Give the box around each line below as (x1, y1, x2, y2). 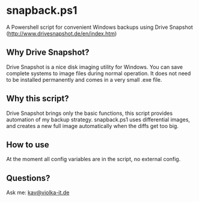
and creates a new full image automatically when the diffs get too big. (6, 122, 179, 129)
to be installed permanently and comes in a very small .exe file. (6, 76, 162, 83)
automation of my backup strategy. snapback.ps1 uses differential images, (6, 115, 191, 123)
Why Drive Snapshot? (6, 47, 90, 58)
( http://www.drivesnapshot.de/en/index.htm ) (6, 29, 117, 37)
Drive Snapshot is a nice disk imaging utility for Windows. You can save (6, 63, 183, 70)
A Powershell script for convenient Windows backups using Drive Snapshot (6, 23, 194, 31)
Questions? (6, 173, 51, 183)
